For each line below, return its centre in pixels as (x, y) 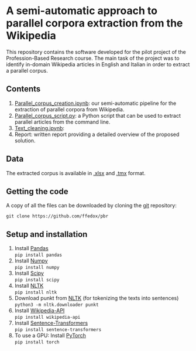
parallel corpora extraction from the (94, 23)
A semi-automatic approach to (82, 11)
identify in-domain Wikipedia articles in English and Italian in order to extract (98, 64)
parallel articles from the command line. (62, 122)
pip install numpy (37, 268)
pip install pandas (38, 255)
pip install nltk (36, 292)
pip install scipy (37, 280)
